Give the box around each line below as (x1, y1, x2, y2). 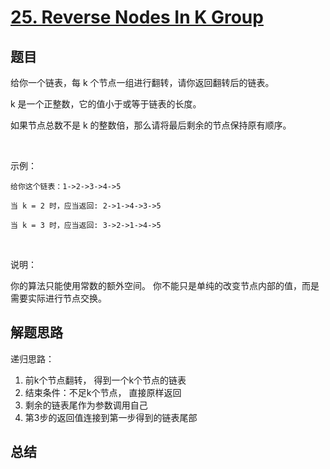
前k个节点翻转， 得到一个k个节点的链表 (24, 374, 187, 386)
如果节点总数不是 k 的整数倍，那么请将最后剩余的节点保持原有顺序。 (10, 119, 292, 131)
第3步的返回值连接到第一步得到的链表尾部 (24, 411, 198, 423)
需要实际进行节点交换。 (10, 292, 107, 304)
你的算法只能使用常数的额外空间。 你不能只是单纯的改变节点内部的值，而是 (10, 280, 320, 291)
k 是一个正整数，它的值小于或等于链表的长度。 (10, 98, 202, 110)
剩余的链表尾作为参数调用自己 (24, 399, 148, 411)
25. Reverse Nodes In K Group (10, 6, 264, 29)
